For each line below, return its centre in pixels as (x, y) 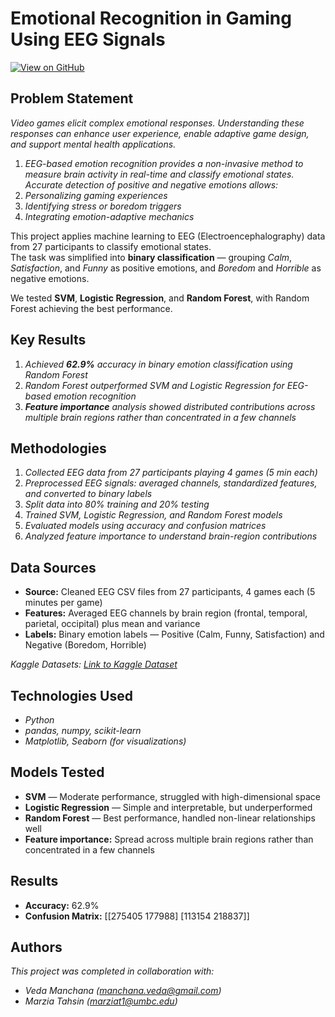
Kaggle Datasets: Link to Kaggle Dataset (94, 664)
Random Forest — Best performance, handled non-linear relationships (170, 818)
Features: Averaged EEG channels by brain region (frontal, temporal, (166, 613)
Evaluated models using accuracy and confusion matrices (145, 526)
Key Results (48, 340)
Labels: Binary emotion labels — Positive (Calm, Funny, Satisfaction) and (174, 634)
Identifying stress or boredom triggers (103, 206)
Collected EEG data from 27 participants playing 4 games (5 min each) (171, 473)
